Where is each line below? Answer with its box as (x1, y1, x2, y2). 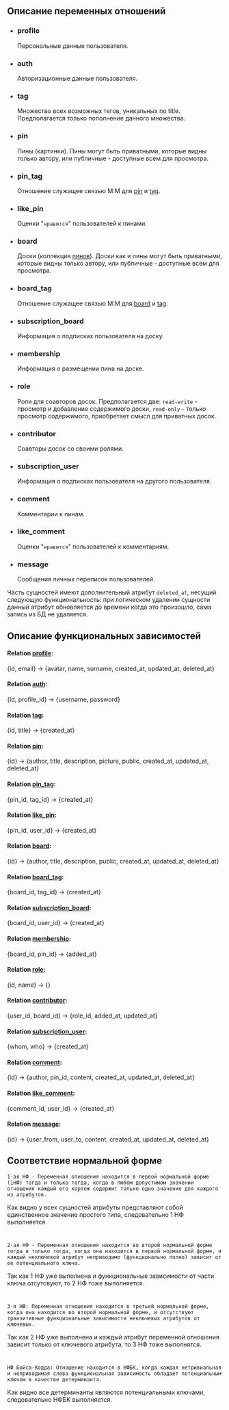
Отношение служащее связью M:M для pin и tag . (16, 186, 161, 194)
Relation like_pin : (7, 811, 57, 819)
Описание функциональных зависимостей (7, 630, 202, 642)
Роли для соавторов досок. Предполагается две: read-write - (16, 397, 198, 405)
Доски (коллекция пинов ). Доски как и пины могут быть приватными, (16, 252, 222, 260)
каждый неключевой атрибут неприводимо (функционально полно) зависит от (7, 1253, 222, 1261)
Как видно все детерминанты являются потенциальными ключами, (7, 1388, 205, 1396)
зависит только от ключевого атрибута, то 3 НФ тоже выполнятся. (7, 1340, 202, 1348)
